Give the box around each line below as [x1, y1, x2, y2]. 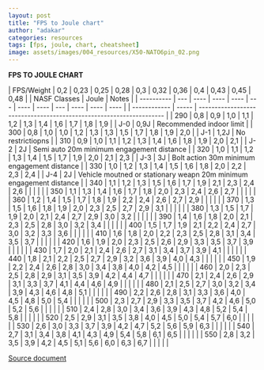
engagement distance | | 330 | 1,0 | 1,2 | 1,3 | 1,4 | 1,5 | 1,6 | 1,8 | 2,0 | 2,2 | [8, 162, 247, 170]
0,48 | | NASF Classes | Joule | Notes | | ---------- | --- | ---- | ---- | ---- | [8, 94, 249, 103]
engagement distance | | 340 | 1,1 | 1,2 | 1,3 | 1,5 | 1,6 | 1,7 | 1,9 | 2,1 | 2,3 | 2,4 [8, 178, 255, 187]
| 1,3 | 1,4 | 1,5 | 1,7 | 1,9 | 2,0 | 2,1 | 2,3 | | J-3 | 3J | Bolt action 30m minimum [8, 153, 255, 162]
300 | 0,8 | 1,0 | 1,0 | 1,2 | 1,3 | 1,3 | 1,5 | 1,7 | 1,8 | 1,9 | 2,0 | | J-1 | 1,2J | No [8, 128, 246, 137]
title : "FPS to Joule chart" [8, 19, 104, 27]
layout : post [8, 11, 51, 20]
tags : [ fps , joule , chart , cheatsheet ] [8, 41, 140, 49]
